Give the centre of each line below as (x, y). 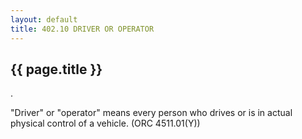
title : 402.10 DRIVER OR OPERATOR (82, 29)
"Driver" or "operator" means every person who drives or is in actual (151, 113)
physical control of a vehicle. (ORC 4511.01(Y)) (105, 123)
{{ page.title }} (56, 69)
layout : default (44, 19)
